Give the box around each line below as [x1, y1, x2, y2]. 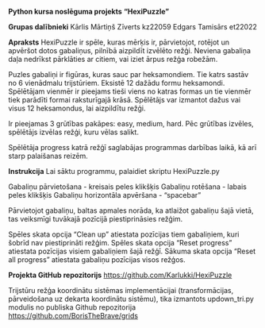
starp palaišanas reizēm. [8, 151, 89, 160]
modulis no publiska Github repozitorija [8, 303, 136, 312]
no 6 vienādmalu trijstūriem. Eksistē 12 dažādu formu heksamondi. [8, 79, 225, 87]
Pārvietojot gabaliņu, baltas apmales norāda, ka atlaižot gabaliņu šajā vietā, [8, 206, 254, 215]
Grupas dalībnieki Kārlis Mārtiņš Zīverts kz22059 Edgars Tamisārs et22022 [8, 22, 258, 31]
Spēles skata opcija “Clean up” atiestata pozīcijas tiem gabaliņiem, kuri [8, 230, 240, 239]
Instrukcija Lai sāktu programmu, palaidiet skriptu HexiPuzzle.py [8, 167, 220, 176]
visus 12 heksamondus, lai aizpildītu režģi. [8, 103, 146, 113]
